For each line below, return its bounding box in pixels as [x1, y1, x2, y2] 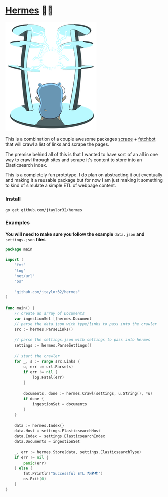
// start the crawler [14, 354, 60, 359]
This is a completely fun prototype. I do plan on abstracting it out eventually [5, 172, 163, 178]
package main [5, 247, 33, 252]
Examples [5, 219, 30, 226]
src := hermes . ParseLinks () [14, 327, 73, 332]
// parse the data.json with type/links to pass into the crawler [14, 321, 157, 326]
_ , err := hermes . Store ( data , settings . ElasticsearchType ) [14, 449, 142, 455]
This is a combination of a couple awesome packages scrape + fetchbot [5, 136, 156, 142]
